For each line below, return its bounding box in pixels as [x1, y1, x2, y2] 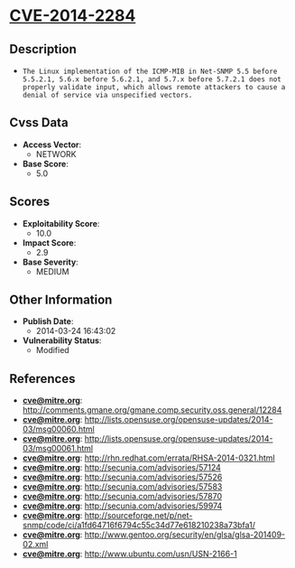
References [9, 371, 76, 386]
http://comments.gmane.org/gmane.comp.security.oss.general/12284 [22, 405, 282, 415]
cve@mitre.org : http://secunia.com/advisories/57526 [22, 471, 223, 483]
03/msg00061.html [22, 443, 93, 454]
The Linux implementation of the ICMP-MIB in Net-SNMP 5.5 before [22, 67, 278, 76]
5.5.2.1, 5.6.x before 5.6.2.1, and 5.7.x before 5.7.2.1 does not [22, 75, 281, 84]
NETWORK [35, 148, 77, 159]
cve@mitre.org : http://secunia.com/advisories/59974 [22, 500, 223, 511]
